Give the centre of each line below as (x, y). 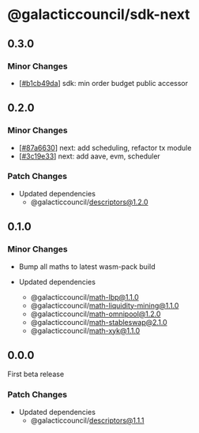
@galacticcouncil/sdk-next (99, 15)
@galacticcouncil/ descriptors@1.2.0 (89, 202)
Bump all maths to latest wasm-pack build (87, 267)
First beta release (36, 374)
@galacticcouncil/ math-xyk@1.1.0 (85, 330)
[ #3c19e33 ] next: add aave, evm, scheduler (90, 156)
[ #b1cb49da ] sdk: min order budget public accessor (103, 83)
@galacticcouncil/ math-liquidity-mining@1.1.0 (105, 305)
